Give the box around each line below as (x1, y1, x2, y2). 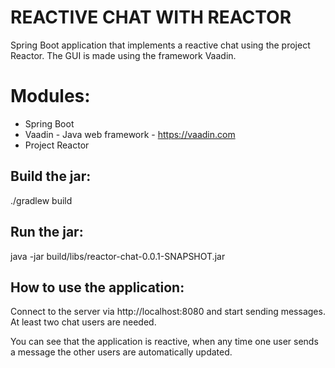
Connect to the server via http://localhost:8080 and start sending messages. (10, 306, 326, 318)
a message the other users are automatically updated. (10, 346, 233, 358)
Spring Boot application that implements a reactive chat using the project (10, 39, 311, 51)
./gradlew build (10, 194, 73, 206)
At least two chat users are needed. (10, 316, 157, 328)
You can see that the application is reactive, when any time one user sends (10, 336, 319, 348)
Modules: (10, 85, 91, 108)
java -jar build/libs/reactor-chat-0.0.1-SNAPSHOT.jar (10, 250, 226, 262)
